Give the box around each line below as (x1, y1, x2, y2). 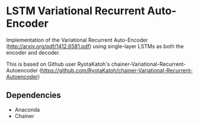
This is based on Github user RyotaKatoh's (6, 61, 110, 68)
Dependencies (6, 90, 61, 100)
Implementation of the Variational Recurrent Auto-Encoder (6, 36, 148, 43)
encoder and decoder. (6, 49, 60, 56)
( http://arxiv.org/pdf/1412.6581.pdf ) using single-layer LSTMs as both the (6, 43, 184, 50)
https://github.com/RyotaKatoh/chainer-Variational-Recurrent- (41, 66, 193, 74)
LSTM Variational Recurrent (6, 4, 145, 18)
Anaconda (14, 106, 40, 113)
